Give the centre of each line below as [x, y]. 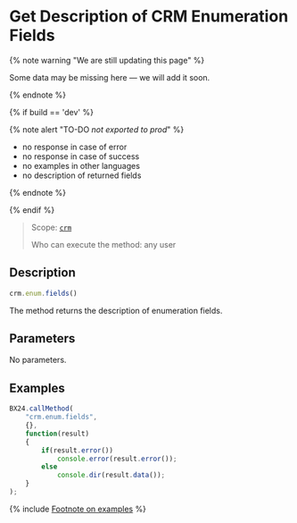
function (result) [58, 434]
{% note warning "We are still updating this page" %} [107, 60]
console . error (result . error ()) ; [117, 459]
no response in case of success [81, 156]
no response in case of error [74, 147]
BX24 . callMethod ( [41, 409]
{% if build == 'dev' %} [51, 112]
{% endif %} [32, 210]
